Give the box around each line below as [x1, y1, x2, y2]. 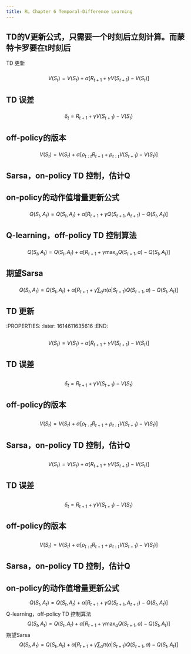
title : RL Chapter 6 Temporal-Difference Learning [6, 8, 133, 15]
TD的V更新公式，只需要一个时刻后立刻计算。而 [6, 32, 177, 42]
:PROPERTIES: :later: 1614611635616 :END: [6, 322, 109, 329]
